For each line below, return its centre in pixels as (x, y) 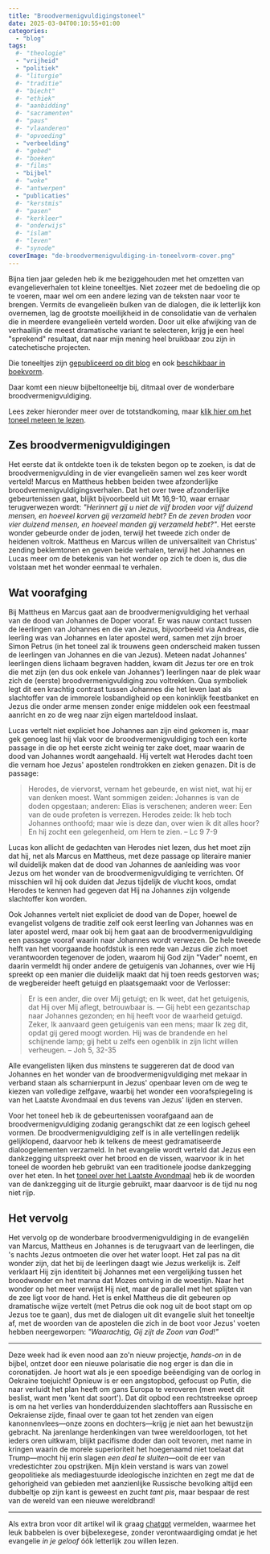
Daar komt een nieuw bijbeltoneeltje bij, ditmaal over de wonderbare (121, 387)
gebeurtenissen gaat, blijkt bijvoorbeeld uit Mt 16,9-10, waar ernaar (119, 499)
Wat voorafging (48, 592)
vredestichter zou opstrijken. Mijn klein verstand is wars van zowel (119, 1467)
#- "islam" (34, 233)
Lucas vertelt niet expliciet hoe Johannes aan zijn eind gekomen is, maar (129, 731)
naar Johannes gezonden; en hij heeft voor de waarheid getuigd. (135, 1016)
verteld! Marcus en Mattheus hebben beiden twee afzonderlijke (113, 481)
